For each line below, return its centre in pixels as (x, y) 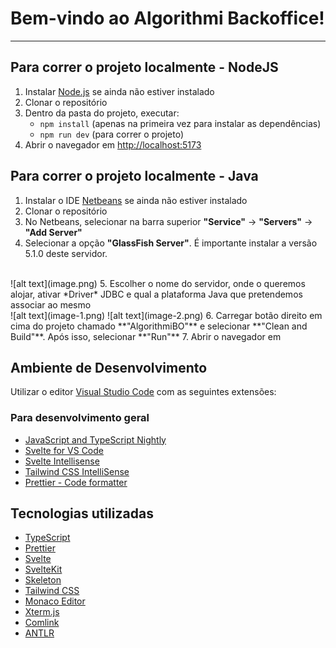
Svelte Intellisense (62, 461)
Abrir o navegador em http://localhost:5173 (113, 144)
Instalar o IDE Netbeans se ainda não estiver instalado (136, 200)
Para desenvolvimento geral (80, 418)
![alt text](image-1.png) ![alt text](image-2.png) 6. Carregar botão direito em (166, 315)
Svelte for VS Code (64, 450)
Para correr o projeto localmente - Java (134, 176)
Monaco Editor (55, 601)
